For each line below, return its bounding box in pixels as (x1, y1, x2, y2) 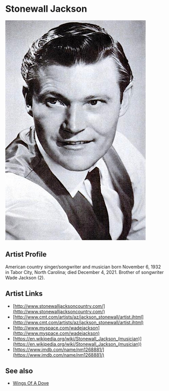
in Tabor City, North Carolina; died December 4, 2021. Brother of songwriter (5, 269, 164, 275)
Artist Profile (5, 250, 47, 259)
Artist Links (5, 289, 43, 298)
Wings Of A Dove (12, 380, 49, 386)
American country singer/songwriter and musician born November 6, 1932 (5, 264, 161, 270)
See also (5, 366, 33, 375)
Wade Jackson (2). (5, 274, 45, 281)
